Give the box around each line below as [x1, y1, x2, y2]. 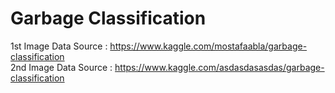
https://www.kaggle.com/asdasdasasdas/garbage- [114, 61, 325, 73]
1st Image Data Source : [10, 40, 108, 52]
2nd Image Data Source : [10, 61, 113, 73]
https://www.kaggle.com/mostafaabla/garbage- [109, 40, 308, 52]
